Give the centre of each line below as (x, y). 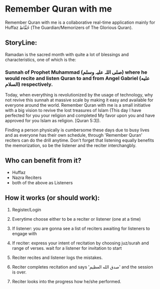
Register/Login (27, 209)
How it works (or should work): (52, 198)
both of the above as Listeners (42, 182)
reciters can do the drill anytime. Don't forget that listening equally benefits (80, 140)
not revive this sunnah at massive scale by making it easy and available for (79, 100)
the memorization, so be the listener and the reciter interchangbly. (71, 145)
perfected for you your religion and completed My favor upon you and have (80, 115)
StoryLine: (21, 43)
